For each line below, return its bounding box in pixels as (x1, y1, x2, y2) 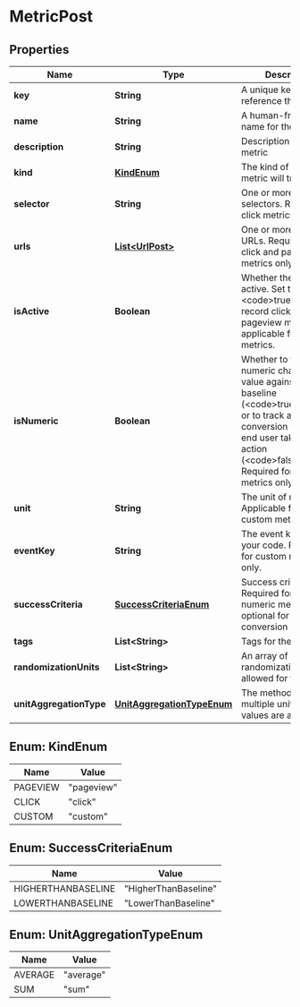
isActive (13, 305, 50, 317)
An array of (240, 650, 288, 661)
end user (240, 431, 279, 444)
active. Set (240, 283, 286, 294)
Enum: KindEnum (9, 739, 108, 755)
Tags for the (240, 636, 292, 647)
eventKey (13, 544, 55, 557)
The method (240, 687, 293, 699)
